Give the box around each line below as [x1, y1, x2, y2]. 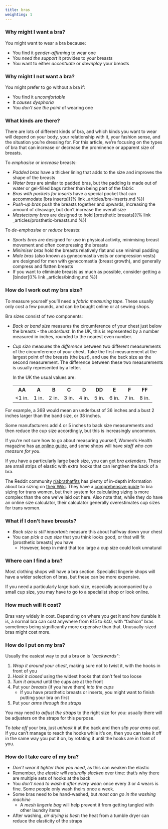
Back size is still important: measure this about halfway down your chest [12, 528, 162, 534]
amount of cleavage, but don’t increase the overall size [12, 207, 126, 213]
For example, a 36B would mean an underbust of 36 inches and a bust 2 [5, 407, 154, 413]
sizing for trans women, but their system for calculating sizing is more [5, 489, 149, 495]
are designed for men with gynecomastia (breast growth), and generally [12, 258, 161, 264]
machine [12, 796, 31, 803]
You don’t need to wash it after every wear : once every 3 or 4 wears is [12, 781, 159, 787]
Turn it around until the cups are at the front [12, 678, 103, 684]
